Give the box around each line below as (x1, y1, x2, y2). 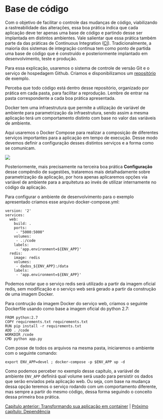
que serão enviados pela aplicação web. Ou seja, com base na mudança (5, 378, 150, 384)
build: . (14, 221, 32, 226)
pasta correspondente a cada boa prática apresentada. (5, 95, 116, 101)
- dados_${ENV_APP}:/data (16, 264, 69, 269)
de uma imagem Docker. (5, 291, 54, 297)
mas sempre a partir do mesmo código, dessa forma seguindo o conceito (5, 388, 152, 395)
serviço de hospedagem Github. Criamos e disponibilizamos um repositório (5, 70, 156, 76)
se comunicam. (5, 145, 36, 151)
